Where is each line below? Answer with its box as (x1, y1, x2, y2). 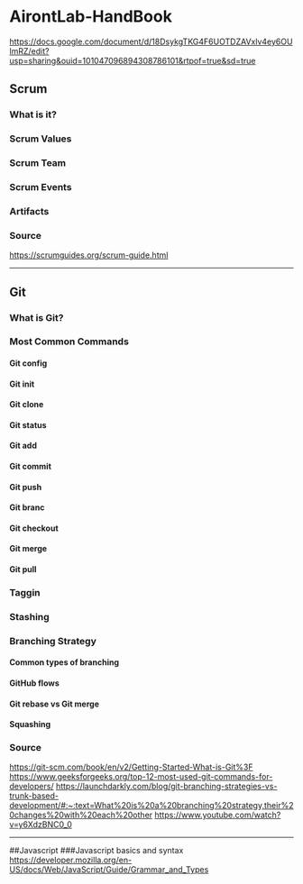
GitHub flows (9, 678, 60, 688)
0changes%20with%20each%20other (9, 809, 153, 821)
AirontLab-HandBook (9, 6, 173, 27)
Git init (9, 378, 35, 389)
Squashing (9, 719, 51, 730)
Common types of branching (9, 657, 120, 668)
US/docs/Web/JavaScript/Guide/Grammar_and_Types (9, 864, 209, 875)
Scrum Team (9, 157, 66, 169)
